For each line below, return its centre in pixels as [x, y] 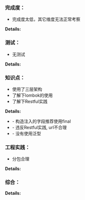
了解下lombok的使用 [32, 95]
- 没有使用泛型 [26, 133]
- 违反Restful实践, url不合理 [39, 127]
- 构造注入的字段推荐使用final [42, 121]
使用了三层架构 [27, 89]
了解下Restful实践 [30, 101]
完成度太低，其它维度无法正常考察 [46, 19]
